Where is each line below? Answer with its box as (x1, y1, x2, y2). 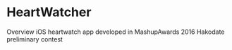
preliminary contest (6, 35, 63, 43)
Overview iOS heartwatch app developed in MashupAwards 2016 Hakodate (6, 27, 225, 36)
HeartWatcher (6, 4, 92, 20)
